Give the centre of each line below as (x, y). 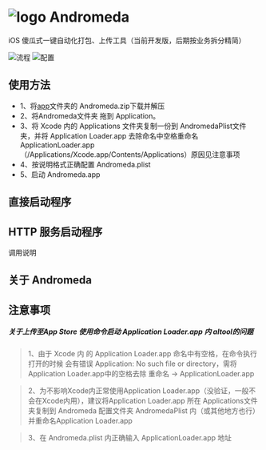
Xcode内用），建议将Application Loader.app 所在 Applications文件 (150, 400)
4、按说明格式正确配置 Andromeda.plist (85, 164)
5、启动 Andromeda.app (60, 174)
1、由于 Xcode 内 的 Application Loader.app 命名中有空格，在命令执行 (143, 353)
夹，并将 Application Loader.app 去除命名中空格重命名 (109, 135)
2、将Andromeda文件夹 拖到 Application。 (90, 115)
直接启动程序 (40, 202)
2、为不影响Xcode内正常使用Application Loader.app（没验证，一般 (138, 390)
